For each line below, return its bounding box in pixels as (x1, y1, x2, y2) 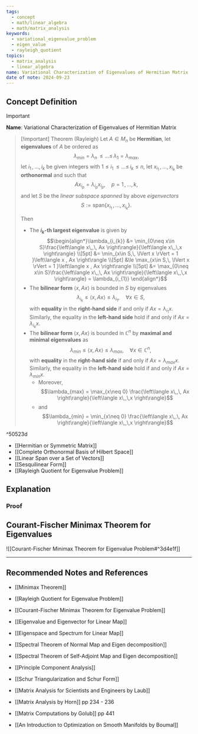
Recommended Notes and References (6, 568, 148, 578)
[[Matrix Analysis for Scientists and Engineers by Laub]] (14, 687, 150, 694)
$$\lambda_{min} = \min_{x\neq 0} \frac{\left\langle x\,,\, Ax (42, 413, 189, 420)
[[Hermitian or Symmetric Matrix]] (14, 442, 97, 449)
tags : (6, 8, 19, 15)
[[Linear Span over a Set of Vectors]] (14, 454, 104, 462)
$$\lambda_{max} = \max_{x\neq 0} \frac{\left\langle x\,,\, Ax (41, 388, 190, 395)
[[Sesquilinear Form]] (14, 461, 67, 468)
